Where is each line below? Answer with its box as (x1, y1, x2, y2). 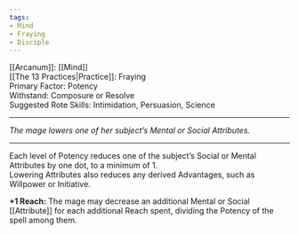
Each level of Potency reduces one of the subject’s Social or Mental (9, 151, 256, 161)
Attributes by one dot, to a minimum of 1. (9, 160, 158, 171)
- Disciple (9, 37, 50, 47)
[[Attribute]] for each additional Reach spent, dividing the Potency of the (9, 206, 274, 216)
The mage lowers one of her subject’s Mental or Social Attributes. (9, 125, 251, 136)
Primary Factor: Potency (9, 81, 98, 91)
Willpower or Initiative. (9, 179, 91, 190)
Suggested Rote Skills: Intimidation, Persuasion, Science (9, 99, 215, 111)
